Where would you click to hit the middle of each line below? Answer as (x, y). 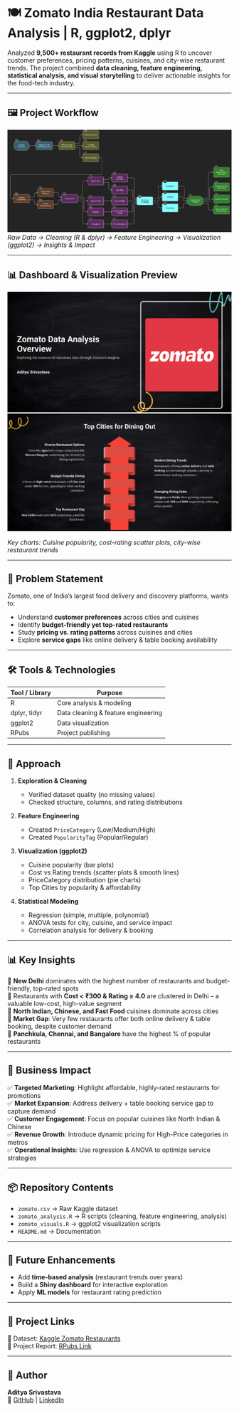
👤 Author (27, 1375)
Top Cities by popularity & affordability (84, 888)
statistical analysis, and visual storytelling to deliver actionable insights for (119, 75)
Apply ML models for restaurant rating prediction (90, 1292)
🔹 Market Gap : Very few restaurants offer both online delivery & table (109, 1018)
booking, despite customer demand (59, 1026)
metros (18, 1142)
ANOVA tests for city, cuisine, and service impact (100, 923)
